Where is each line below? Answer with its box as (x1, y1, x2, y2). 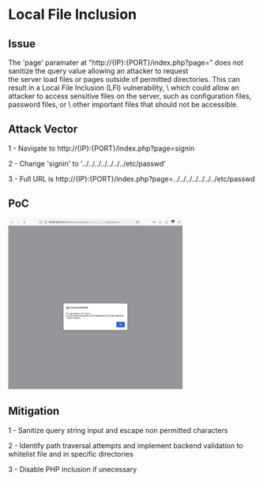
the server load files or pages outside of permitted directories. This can (8, 75, 241, 84)
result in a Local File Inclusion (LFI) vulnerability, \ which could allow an (8, 83, 239, 92)
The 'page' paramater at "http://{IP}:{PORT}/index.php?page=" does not (8, 58, 243, 67)
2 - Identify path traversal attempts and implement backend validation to (8, 440, 243, 450)
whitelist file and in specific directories (8, 449, 134, 458)
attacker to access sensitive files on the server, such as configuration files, (8, 92, 252, 100)
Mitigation (8, 405, 60, 418)
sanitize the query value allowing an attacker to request (8, 66, 189, 76)
